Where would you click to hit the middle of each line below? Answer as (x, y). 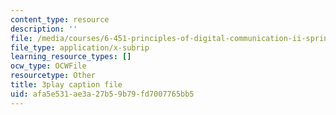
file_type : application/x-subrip (80, 47)
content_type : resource (60, 19)
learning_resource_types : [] (71, 57)
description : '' (44, 29)
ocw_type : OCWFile (48, 66)
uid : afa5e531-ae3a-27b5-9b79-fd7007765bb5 (102, 94)
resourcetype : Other (53, 76)
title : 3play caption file (66, 85)
